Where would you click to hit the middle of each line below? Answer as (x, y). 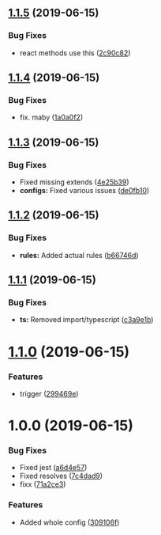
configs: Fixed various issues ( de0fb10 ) (84, 191)
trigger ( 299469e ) (49, 393)
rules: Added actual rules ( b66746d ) (79, 255)
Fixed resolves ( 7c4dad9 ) (61, 476)
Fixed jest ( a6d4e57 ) (53, 468)
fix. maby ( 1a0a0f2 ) (51, 117)
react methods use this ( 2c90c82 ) (75, 53)
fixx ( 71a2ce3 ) (43, 484)
